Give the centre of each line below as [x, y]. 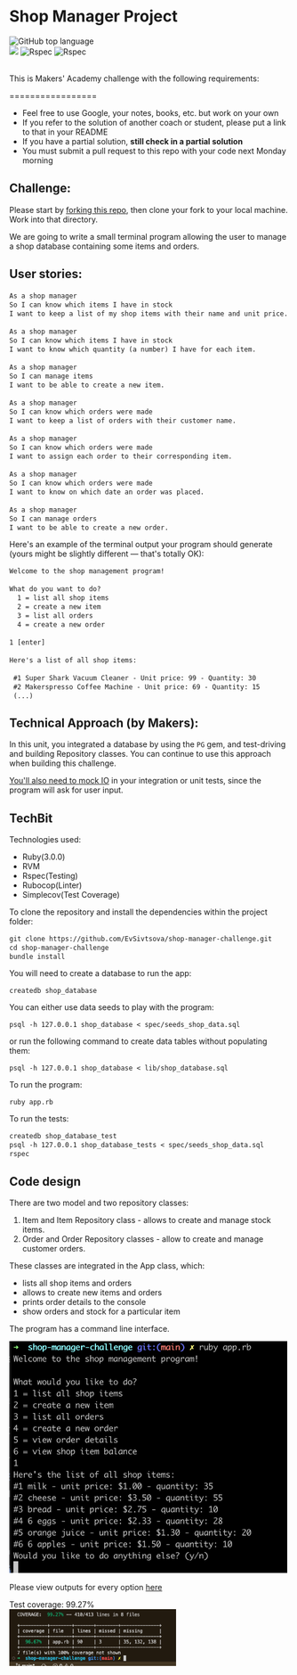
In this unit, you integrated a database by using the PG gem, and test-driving [148, 744]
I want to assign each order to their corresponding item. [121, 456]
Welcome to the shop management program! [87, 571]
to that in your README [65, 132]
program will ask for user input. [66, 790]
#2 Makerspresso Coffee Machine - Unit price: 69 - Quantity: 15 [136, 687]
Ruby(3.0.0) [44, 857]
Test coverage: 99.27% [52, 1604]
